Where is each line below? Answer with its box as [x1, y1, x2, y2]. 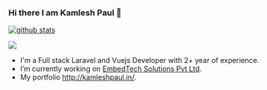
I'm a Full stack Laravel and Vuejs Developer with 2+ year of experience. [19, 56, 260, 65]
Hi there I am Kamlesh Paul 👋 [8, 7, 122, 18]
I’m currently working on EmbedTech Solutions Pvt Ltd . [19, 64, 202, 74]
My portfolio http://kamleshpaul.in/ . [19, 72, 136, 82]
